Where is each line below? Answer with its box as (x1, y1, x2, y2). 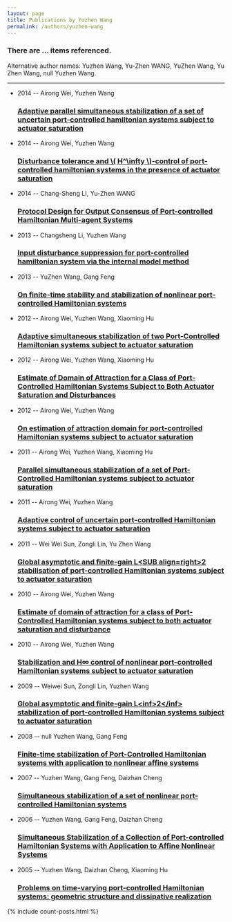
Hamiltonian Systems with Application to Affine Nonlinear (17, 841, 215, 851)
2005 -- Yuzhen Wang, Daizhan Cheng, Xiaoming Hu (17, 865, 168, 874)
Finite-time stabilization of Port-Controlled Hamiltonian (17, 749, 206, 759)
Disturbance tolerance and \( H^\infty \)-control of (17, 156, 188, 166)
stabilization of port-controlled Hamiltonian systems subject (17, 708, 224, 717)
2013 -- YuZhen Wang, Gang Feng (17, 273, 115, 281)
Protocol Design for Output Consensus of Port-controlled (17, 207, 213, 216)
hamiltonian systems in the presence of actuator (54, 165, 220, 174)
